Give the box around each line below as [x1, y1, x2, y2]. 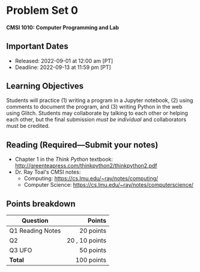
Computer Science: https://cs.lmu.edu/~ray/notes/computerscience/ [23, 181, 194, 189]
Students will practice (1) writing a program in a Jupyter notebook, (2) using [6, 97, 193, 104]
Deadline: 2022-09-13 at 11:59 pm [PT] [14, 64, 111, 71]
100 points [75, 256, 107, 264]
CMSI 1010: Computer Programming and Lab [6, 23, 119, 31]
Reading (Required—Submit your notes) [6, 139, 159, 150]
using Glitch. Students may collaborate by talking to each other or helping [6, 109, 188, 117]
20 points [79, 226, 107, 235]
